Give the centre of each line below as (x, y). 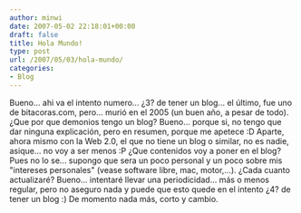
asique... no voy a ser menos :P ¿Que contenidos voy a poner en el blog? (146, 150)
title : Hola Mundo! (46, 43)
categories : (32, 69)
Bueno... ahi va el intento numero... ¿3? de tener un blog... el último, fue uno (151, 102)
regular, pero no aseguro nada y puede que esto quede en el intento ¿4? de (150, 189)
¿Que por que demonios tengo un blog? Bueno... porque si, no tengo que (146, 121)
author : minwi (36, 18)
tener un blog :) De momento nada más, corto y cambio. (114, 198)
